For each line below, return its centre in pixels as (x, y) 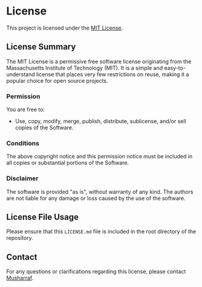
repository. (20, 238)
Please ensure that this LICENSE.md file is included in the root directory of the (101, 231)
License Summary (41, 47)
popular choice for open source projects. (57, 80)
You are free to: (26, 109)
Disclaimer (22, 178)
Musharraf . (20, 278)
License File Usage (43, 217)
